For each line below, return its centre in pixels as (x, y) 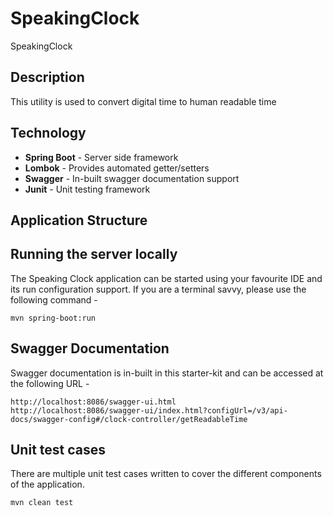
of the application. (47, 484)
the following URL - (50, 383)
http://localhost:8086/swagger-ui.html (93, 402)
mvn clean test (42, 503)
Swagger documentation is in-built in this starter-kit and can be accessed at (167, 373)
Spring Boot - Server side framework (101, 157)
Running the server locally (94, 254)
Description (47, 77)
